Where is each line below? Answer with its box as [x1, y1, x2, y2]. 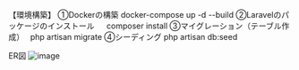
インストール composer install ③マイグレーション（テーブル [47, 20, 283, 31]
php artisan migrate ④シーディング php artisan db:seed [30, 32, 238, 42]
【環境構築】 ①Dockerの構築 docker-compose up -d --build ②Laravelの [8, 10, 282, 19]
